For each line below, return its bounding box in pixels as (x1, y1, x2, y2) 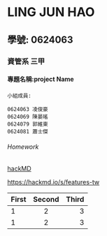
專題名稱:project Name (7, 75, 75, 84)
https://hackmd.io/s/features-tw (7, 177, 100, 186)
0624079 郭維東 (7, 120, 48, 128)
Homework (7, 142, 39, 151)
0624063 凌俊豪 (7, 105, 48, 112)
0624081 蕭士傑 (7, 128, 48, 135)
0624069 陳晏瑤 (7, 113, 48, 120)
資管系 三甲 (7, 57, 45, 66)
